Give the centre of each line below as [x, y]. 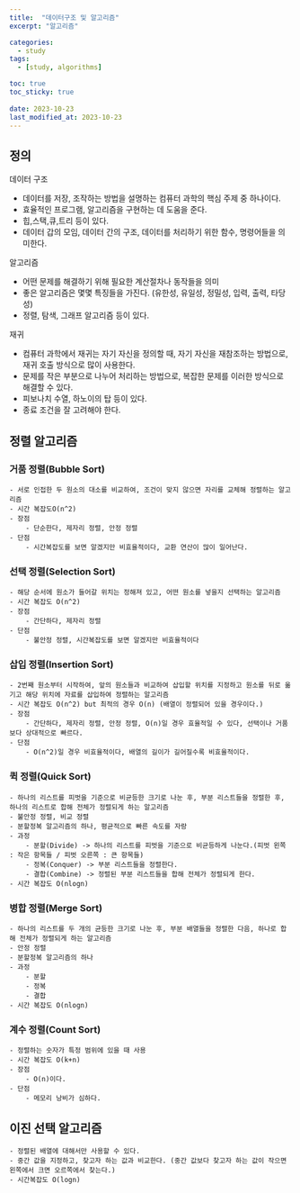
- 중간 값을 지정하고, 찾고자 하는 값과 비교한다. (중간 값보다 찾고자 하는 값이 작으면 [148, 1161]
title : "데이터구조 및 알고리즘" [64, 18]
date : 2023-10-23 [42, 109]
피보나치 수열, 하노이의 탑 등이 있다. [84, 399]
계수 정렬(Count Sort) [55, 1029]
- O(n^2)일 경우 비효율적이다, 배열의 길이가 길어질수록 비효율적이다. [137, 753]
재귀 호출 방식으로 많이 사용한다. [79, 365]
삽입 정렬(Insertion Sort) [62, 664]
